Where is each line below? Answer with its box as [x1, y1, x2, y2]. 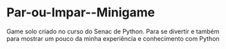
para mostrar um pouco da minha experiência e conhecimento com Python [6, 34, 220, 42]
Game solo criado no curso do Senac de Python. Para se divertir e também [6, 27, 220, 35]
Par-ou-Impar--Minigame [6, 5, 156, 20]
